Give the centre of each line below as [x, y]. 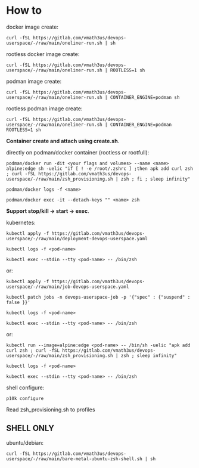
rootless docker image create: [43, 54]
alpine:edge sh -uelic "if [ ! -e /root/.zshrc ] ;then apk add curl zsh [100, 168]
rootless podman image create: [44, 109]
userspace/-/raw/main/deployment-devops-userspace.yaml [77, 238]
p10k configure [25, 398]
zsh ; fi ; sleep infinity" [156, 179]
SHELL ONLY [30, 428]
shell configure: [25, 388]
